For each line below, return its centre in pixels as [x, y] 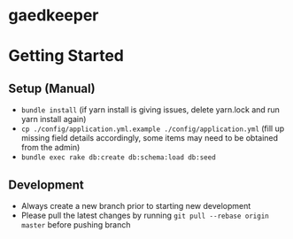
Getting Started [66, 56]
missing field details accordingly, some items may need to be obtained [150, 138]
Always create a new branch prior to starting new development [136, 206]
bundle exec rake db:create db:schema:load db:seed [118, 158]
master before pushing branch [76, 225]
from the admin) [50, 148]
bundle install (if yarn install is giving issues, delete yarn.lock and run [150, 110]
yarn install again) [54, 119]
